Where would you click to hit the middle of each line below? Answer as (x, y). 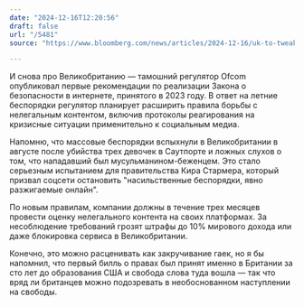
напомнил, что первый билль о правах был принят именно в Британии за (151, 264)
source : (24, 43)
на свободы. (33, 292)
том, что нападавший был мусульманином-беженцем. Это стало (135, 161)
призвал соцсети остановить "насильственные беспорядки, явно (137, 181)
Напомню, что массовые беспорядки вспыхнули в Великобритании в (144, 142)
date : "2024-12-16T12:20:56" (64, 18)
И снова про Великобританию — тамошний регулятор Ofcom (128, 77)
